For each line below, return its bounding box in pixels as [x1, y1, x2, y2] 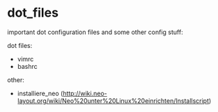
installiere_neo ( [17, 89, 63, 97]
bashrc [17, 62, 38, 70]
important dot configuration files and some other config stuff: [7, 28, 183, 36]
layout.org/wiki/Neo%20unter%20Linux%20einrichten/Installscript [17, 96, 210, 105]
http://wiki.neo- [62, 89, 107, 97]
